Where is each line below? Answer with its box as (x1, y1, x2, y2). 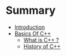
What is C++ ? (23, 36, 59, 43)
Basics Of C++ (14, 30, 51, 37)
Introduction (14, 23, 45, 31)
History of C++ (23, 43, 61, 50)
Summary (5, 4, 56, 17)
